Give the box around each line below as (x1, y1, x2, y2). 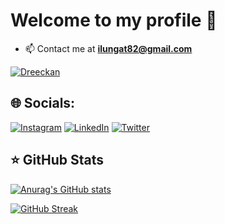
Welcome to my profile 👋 (10, 9, 218, 32)
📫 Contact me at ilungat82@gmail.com (24, 42, 193, 54)
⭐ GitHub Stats (10, 152, 104, 169)
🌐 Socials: (10, 95, 76, 112)
